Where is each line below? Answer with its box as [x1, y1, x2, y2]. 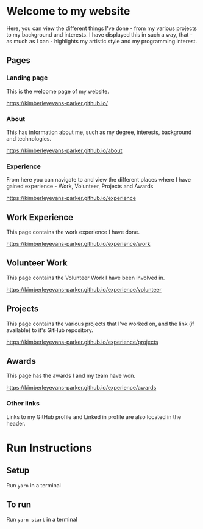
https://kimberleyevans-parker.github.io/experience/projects [6, 338, 158, 346]
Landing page [6, 73, 48, 82]
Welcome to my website [6, 4, 130, 18]
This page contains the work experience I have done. [6, 228, 140, 236]
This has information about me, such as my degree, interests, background [6, 128, 192, 136]
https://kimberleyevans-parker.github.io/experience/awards [6, 384, 157, 391]
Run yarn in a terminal [6, 481, 61, 489]
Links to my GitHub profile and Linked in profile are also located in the [6, 413, 182, 420]
